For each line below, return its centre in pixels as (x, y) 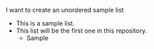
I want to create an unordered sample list (65, 10)
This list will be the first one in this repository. (81, 31)
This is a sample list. (45, 23)
